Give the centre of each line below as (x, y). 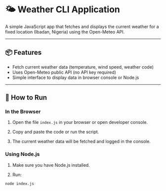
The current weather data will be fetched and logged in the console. (81, 142)
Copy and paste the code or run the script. (56, 132)
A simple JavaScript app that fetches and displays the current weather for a (82, 26)
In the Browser (23, 112)
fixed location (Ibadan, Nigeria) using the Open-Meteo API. (65, 32)
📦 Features (23, 53)
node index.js (20, 184)
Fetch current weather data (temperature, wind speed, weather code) (83, 67)
